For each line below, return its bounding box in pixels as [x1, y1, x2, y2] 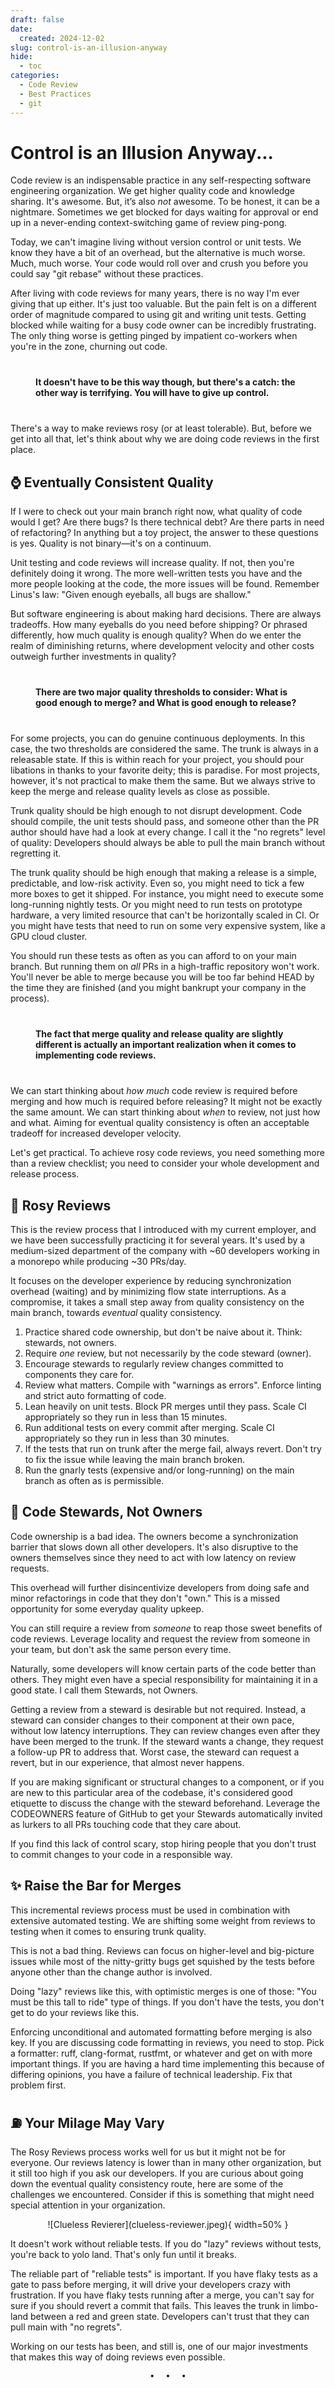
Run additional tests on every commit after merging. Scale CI [24, 1422, 275, 1434]
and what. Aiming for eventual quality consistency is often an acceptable [10, 1117, 310, 1129]
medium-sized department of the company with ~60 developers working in [10, 1245, 320, 1257]
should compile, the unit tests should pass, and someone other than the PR [10, 816, 320, 828]
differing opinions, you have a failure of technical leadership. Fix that [10, 2068, 293, 2080]
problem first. [10, 2079, 67, 2091]
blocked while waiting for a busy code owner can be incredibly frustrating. [10, 319, 317, 331]
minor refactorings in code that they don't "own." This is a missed [10, 1592, 281, 1604]
